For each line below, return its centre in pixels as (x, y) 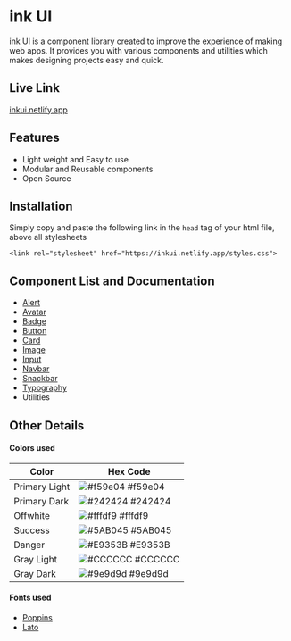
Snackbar (40, 379)
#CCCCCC (157, 559)
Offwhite (32, 515)
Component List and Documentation (112, 281)
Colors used (32, 448)
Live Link (35, 88)
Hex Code (129, 471)
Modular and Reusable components (87, 169)
